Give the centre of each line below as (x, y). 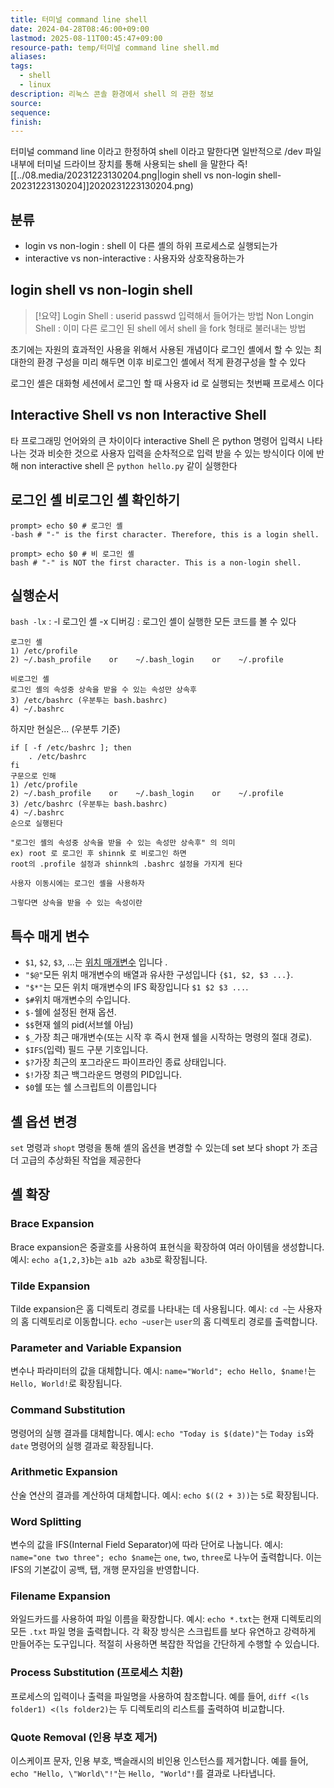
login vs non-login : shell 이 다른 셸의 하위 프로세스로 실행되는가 (151, 246)
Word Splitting (46, 1521)
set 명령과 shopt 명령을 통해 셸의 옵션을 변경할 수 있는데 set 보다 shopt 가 (155, 1147)
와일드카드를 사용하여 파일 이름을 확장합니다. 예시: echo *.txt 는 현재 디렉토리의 (166, 1619)
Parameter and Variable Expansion (96, 1348)
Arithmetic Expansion (64, 1472)
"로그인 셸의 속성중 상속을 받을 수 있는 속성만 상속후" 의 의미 (123, 843)
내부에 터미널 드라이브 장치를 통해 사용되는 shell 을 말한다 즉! (129, 164)
